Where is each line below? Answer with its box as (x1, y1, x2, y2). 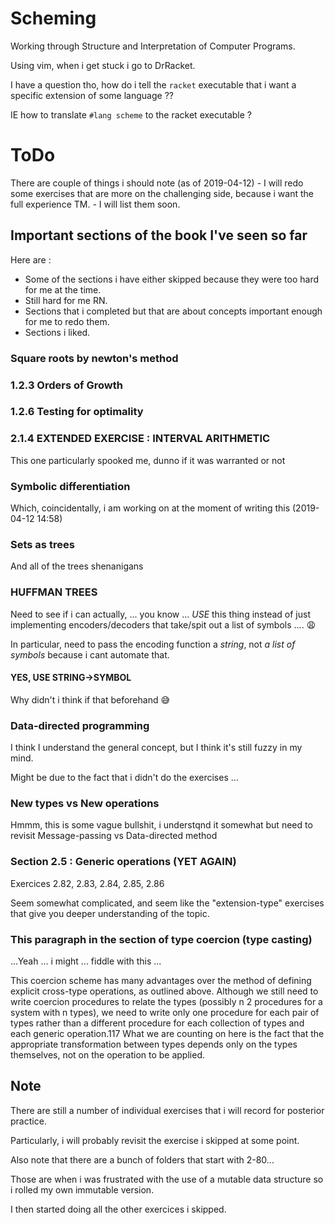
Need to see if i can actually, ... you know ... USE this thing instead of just (10, 608, 311, 620)
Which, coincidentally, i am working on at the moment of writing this (10, 502, 291, 514)
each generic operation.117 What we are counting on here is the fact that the (10, 1028, 325, 1040)
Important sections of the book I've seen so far (10, 227, 308, 244)
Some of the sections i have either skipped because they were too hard (24, 273, 320, 285)
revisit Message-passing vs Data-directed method (10, 830, 218, 842)
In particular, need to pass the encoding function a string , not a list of (10, 638, 296, 650)
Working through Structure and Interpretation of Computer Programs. (10, 40, 296, 52)
